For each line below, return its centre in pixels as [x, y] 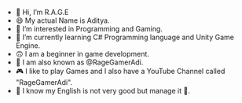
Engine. [28, 46]
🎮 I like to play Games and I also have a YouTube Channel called [120, 71]
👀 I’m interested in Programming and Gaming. [89, 29]
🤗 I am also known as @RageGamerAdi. [79, 62]
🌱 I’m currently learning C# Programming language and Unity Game [125, 37]
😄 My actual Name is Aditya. [62, 20]
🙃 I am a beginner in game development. [82, 54]
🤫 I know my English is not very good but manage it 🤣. [103, 91]
